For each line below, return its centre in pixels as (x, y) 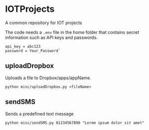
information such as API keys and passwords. (51, 37)
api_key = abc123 (23, 46)
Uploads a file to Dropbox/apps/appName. (48, 78)
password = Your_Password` (33, 51)
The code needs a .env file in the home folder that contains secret (72, 32)
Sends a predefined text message (39, 114)
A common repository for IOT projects (44, 23)
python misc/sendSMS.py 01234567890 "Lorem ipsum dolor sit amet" (75, 123)
